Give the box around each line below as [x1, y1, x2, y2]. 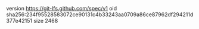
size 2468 [33, 17, 58, 24]
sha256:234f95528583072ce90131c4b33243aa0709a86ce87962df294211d [6, 11, 194, 18]
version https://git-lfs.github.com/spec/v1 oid [6, 5, 117, 12]
